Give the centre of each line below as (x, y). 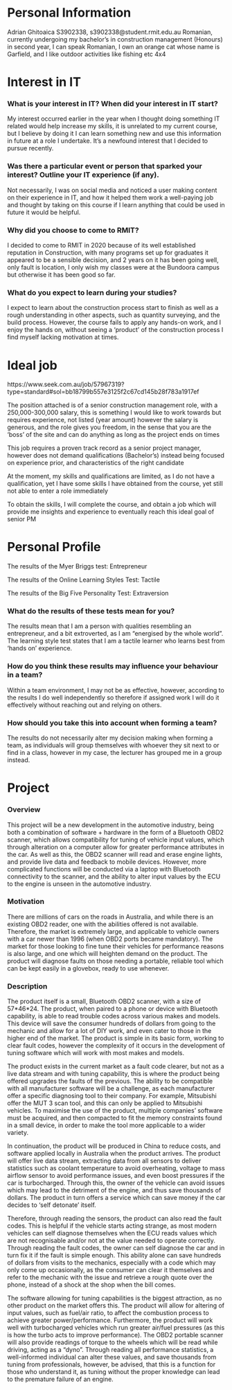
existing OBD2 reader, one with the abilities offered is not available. (103, 924)
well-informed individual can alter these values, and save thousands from (112, 1357)
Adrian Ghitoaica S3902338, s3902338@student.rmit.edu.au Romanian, (110, 32)
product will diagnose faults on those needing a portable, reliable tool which (115, 961)
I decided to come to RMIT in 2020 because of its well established (101, 245)
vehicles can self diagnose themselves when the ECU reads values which (112, 1233)
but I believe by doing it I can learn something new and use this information (114, 134)
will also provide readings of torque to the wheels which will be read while (113, 1342)
